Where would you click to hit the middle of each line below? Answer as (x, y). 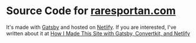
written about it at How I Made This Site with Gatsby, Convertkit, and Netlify (98, 33)
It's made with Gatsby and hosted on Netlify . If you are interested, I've (91, 27)
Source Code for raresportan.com (91, 11)
